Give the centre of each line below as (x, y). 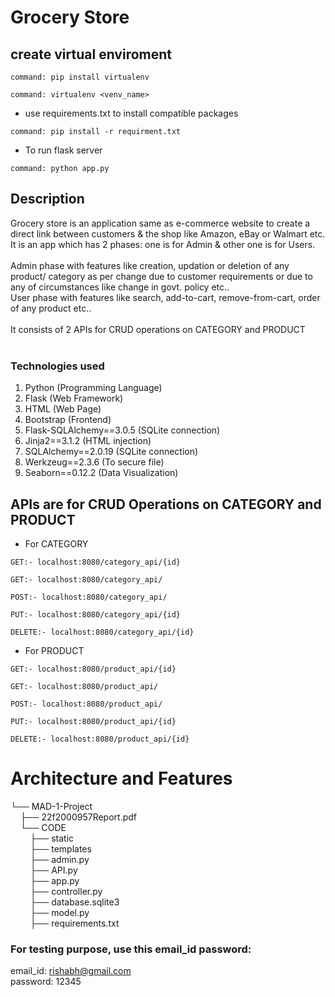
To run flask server (63, 150)
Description (47, 199)
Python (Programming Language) (93, 388)
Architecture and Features (121, 778)
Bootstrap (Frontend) (68, 420)
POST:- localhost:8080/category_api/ (89, 597)
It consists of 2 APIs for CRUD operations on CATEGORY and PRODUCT (158, 329)
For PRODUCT (54, 650)
